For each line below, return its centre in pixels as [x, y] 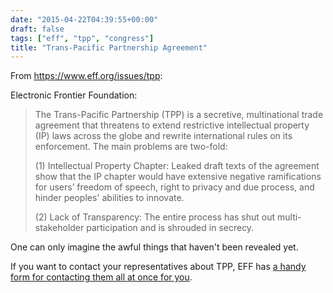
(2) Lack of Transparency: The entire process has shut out [155, 217]
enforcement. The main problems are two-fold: [131, 147]
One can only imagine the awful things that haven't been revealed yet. [154, 247]
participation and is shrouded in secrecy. [170, 228]
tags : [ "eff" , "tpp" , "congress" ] [82, 38]
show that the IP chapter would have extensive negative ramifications [178, 177]
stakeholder [59, 228]
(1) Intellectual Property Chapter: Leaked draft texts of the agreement [177, 166]
